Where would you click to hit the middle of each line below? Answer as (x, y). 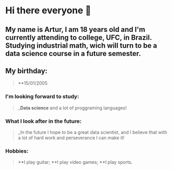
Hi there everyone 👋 (48, 11)
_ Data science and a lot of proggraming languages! (72, 108)
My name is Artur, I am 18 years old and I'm (75, 30)
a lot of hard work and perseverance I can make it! (71, 138)
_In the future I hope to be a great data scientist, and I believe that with (93, 132)
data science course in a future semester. (73, 53)
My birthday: (26, 71)
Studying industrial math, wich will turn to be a (81, 45)
